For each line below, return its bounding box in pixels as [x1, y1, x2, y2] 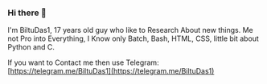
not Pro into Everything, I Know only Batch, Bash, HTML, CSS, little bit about [7, 34, 259, 43]
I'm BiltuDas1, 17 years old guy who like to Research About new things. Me [7, 26, 254, 35]
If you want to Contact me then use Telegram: [7, 58, 159, 67]
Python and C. [7, 42, 55, 52]
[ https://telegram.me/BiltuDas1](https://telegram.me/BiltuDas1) [7, 66, 215, 76]
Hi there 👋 [7, 7, 47, 18]
